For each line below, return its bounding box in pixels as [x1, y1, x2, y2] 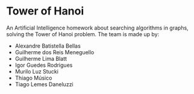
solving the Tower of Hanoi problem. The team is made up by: [6, 30, 160, 37]
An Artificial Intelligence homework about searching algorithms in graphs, [6, 24, 189, 31]
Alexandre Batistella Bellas [14, 42, 81, 49]
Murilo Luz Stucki [14, 67, 59, 75]
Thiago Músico [14, 74, 52, 81]
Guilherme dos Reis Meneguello [14, 48, 95, 55]
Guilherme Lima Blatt [14, 55, 67, 62]
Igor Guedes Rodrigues [14, 61, 73, 69]
